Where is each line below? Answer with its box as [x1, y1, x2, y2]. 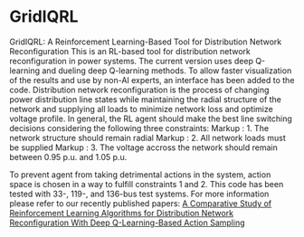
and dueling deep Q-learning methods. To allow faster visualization [42, 65, 292, 76]
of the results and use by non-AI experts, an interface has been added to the [9, 74, 295, 85]
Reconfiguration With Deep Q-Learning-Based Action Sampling [9, 217, 245, 228]
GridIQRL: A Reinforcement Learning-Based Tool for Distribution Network [9, 36, 282, 47]
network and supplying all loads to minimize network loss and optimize [9, 103, 273, 114]
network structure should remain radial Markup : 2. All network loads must [9, 132, 287, 143]
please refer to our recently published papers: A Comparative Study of [9, 197, 272, 209]
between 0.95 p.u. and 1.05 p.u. [9, 151, 128, 162]
